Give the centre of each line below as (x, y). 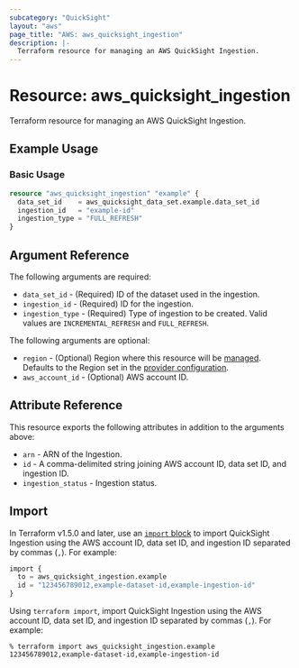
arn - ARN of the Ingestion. (72, 454)
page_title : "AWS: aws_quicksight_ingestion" (96, 34)
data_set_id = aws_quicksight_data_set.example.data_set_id (138, 202)
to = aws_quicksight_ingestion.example (92, 577)
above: (22, 436)
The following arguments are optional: (80, 340)
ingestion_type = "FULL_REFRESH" (80, 219)
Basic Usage (37, 175)
